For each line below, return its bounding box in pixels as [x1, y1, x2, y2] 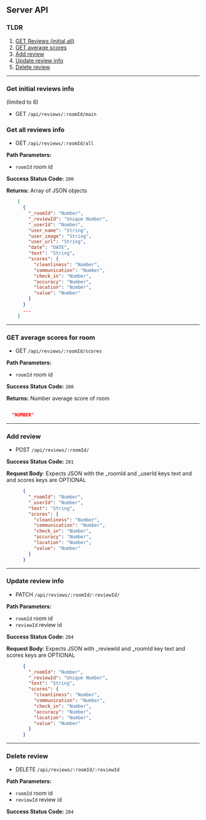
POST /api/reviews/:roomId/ [15, 446, 90, 453]
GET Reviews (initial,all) [15, 37, 75, 45]
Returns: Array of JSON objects [6, 187, 88, 194]
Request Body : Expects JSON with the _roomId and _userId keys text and [6, 470, 192, 477]
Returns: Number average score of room [6, 394, 110, 402]
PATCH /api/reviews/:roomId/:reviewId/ [15, 591, 120, 598]
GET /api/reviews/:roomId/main [15, 110, 97, 117]
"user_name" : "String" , [28, 227, 89, 234]
